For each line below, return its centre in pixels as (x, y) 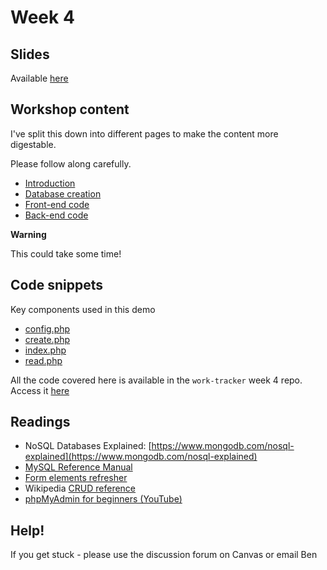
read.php (43, 360)
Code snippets (56, 285)
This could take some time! (66, 253)
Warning (28, 234)
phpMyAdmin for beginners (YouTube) (103, 499)
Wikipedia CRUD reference (80, 488)
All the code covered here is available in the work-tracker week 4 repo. (156, 380)
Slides (30, 54)
